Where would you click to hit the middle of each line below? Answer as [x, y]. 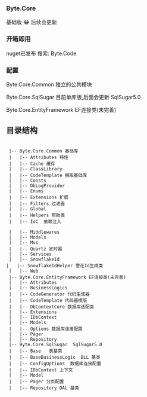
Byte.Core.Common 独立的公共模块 [49, 84]
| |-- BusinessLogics [38, 288]
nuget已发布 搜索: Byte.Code [41, 53]
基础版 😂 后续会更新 [32, 22]
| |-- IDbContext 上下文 [41, 370]
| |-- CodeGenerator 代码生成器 [49, 294]
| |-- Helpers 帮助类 [37, 215]
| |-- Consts [27, 181]
